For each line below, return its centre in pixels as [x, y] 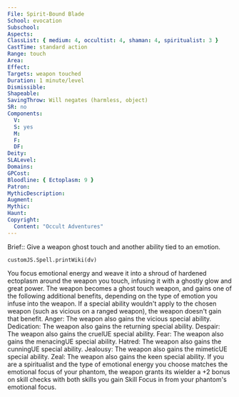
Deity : [17, 154]
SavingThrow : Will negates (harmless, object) [78, 101]
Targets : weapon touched [44, 74]
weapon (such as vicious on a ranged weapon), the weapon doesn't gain [115, 311]
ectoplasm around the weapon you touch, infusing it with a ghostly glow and [119, 281]
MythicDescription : [36, 194]
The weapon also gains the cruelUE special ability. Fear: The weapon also [116, 333]
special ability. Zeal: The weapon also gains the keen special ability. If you [116, 356]
